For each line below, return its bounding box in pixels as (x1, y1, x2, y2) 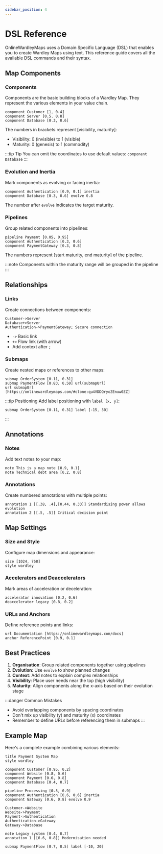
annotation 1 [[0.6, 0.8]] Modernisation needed (5, 835, 106, 840)
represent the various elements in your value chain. (5, 100, 109, 106)
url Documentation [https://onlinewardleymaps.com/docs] (5, 632, 124, 636)
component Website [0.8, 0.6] (5, 771, 67, 776)
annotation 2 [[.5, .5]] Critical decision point (5, 510, 109, 515)
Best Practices (5, 649, 50, 657)
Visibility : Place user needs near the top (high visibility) (12, 677, 125, 683)
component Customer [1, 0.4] (5, 110, 65, 115)
